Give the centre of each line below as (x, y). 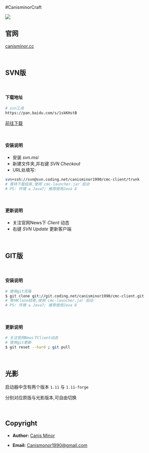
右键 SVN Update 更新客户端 (42, 229)
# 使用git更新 (18, 343)
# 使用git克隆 (18, 291)
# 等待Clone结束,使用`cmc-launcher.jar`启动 (49, 300)
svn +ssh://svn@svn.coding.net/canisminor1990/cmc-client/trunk (72, 179)
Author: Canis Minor (33, 435)
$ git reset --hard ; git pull (38, 347)
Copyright (21, 423)
